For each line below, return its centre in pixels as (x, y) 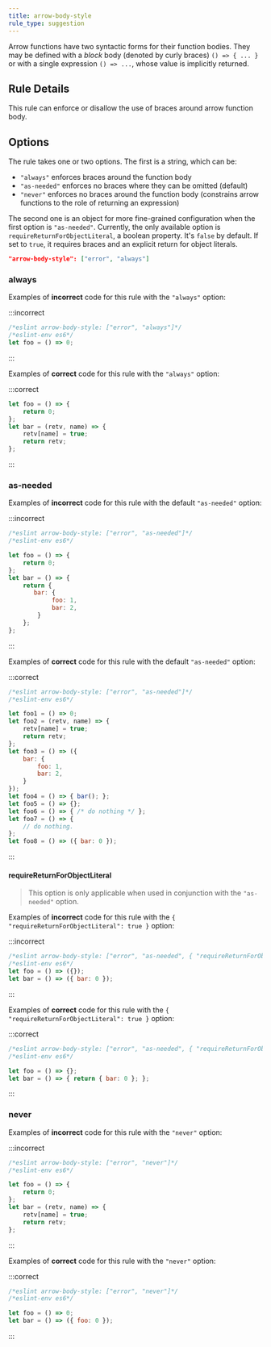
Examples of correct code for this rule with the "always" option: (114, 373)
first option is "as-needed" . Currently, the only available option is (115, 227)
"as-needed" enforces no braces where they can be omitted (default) (134, 186)
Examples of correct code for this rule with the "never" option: (112, 1261)
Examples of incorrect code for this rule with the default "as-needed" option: (135, 503)
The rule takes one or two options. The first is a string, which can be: (123, 161)
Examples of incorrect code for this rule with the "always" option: (117, 297)
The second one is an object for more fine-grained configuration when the (132, 219)
